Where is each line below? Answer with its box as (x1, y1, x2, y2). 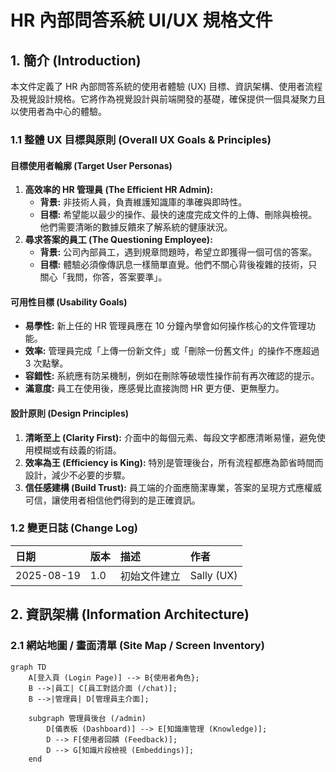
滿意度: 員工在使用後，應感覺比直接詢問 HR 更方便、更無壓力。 (24, 382, 285, 395)
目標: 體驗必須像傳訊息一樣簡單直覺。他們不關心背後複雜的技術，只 (39, 259, 318, 271)
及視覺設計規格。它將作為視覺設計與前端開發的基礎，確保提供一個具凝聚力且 (10, 93, 326, 105)
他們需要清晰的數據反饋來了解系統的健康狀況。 (39, 221, 233, 233)
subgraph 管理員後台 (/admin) (28, 713, 147, 723)
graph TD (10, 662, 47, 672)
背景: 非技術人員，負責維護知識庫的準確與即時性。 (39, 196, 248, 208)
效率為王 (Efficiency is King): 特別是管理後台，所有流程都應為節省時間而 (24, 456, 324, 468)
